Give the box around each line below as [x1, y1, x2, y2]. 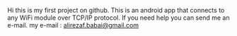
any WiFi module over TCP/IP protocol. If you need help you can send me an [7, 13, 230, 22]
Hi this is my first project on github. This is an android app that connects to [7, 6, 225, 14]
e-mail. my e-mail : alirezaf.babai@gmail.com [7, 21, 139, 29]
